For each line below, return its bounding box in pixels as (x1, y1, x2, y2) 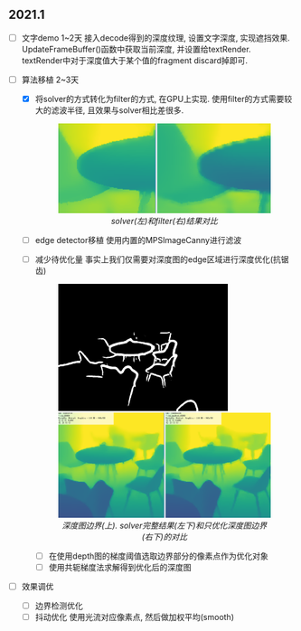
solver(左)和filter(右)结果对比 (110, 216, 219, 227)
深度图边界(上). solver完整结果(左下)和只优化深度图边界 (61, 520, 268, 531)
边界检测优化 (34, 600, 83, 611)
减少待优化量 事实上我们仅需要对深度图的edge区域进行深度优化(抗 (34, 254, 282, 265)
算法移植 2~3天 (21, 74, 80, 85)
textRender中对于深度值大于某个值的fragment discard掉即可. (21, 54, 248, 66)
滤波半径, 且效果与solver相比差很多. (51, 105, 184, 116)
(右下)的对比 (141, 531, 187, 542)
